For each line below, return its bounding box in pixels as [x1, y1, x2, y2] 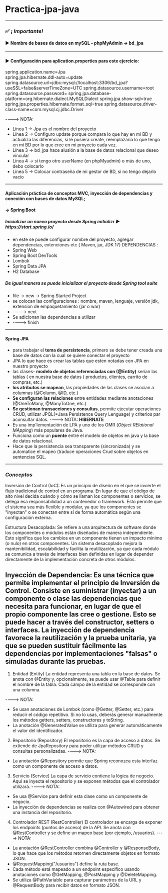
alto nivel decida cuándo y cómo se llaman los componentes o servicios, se [5, 493, 161, 499]
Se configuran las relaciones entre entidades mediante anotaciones [12, 395, 153, 401]
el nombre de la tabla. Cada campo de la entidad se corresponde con [12, 681, 155, 687]
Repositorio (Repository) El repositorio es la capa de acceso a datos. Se [12, 737, 160, 743]
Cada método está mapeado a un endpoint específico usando [12, 866, 140, 872]
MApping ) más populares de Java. [12, 427, 83, 433]
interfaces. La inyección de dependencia [5, 626, 135, 635]
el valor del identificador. [12, 728, 64, 734]
